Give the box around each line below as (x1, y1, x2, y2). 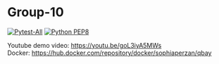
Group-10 (7, 4, 65, 20)
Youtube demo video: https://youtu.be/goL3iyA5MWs (7, 41, 162, 49)
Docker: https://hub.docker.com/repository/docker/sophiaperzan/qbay (7, 49, 212, 57)
